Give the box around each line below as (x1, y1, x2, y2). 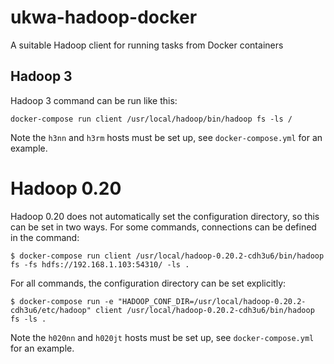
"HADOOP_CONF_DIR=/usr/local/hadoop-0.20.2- (117, 296, 307, 306)
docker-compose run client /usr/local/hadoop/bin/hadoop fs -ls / (10, 114, 293, 124)
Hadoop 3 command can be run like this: (10, 94, 178, 106)
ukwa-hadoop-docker (10, 6, 198, 29)
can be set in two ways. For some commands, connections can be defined (10, 221, 317, 233)
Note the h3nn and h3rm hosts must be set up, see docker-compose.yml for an (10, 131, 323, 143)
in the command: (10, 231, 80, 243)
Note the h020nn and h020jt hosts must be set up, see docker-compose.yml (10, 331, 315, 343)
